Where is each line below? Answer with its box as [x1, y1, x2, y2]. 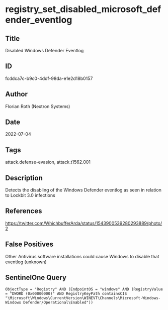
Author [5, 90, 28, 98]
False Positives [5, 240, 54, 249]
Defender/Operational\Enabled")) [23, 300, 94, 305]
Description [5, 173, 43, 182]
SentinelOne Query [5, 273, 67, 282]
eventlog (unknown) [5, 259, 47, 265]
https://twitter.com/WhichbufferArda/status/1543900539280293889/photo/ [5, 220, 162, 226]
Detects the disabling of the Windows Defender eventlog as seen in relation [5, 187, 162, 193]
